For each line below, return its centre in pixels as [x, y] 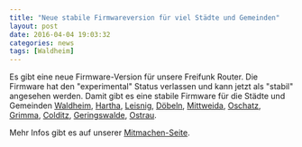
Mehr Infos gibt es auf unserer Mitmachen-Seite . [100, 133]
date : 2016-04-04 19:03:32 [60, 34]
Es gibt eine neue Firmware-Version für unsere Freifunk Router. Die [134, 77]
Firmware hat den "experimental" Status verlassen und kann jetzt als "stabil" [151, 87]
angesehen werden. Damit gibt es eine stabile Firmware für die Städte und [147, 96]
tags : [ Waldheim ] [42, 51]
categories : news [42, 43]
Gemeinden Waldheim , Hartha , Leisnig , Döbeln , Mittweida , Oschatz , [135, 106]
